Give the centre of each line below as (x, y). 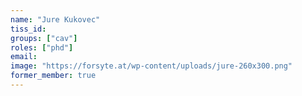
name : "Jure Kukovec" (55, 19)
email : (24, 57)
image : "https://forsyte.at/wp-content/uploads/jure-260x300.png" (151, 66)
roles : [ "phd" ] (42, 47)
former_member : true (53, 76)
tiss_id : (28, 29)
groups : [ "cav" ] (44, 38)
